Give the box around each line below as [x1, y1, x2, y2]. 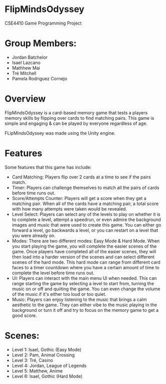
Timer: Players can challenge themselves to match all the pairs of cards [11, 184, 159, 190]
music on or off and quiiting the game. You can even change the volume [11, 286, 160, 292]
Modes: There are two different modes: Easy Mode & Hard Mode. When [11, 238, 160, 244]
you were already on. [11, 232, 56, 239]
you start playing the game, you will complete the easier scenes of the [11, 243, 157, 249]
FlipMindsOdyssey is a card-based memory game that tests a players [4, 109, 148, 116]
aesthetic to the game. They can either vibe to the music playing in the [11, 302, 157, 308]
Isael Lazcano [11, 59, 41, 66]
